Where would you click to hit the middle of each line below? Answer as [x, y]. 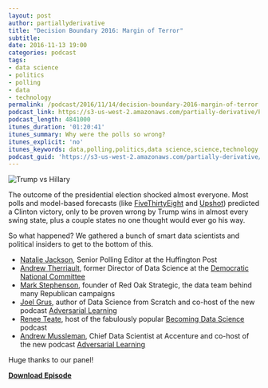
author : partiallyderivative [57, 23]
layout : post [30, 16]
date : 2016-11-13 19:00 [48, 46]
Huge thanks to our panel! [51, 360]
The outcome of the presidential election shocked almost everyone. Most [128, 195]
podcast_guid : [32, 156]
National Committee [52, 277]
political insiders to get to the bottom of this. [81, 244]
